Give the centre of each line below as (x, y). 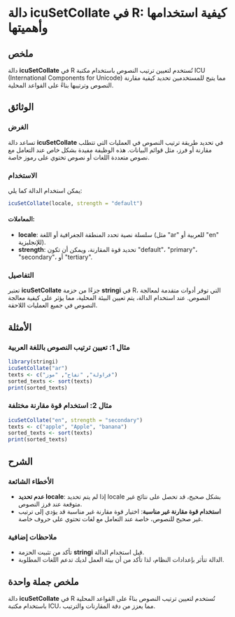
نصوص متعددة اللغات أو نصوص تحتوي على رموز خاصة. (79, 157)
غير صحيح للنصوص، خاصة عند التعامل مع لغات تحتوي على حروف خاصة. (111, 518)
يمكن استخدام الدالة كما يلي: (45, 190)
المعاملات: (21, 219)
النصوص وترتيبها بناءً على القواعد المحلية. (61, 85)
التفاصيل (21, 275)
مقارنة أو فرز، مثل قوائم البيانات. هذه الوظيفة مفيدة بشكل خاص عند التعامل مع (110, 150)
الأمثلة (20, 327)
